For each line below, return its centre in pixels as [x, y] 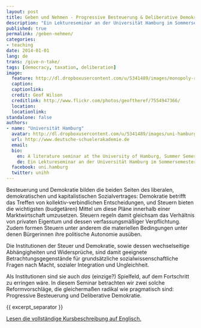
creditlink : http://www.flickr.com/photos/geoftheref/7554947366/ [96, 100]
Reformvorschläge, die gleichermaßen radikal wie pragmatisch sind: [90, 289]
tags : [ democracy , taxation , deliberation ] [61, 67]
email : [20, 145]
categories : [21, 39]
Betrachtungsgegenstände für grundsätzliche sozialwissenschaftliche [92, 258]
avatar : [21, 134]
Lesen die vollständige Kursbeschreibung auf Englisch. [74, 318]
